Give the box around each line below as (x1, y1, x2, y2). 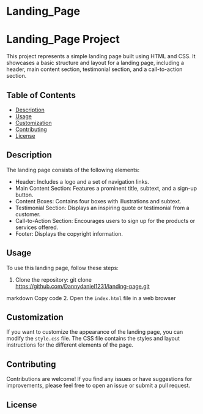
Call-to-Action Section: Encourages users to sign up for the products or (15, 217, 196, 224)
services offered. (15, 224, 59, 231)
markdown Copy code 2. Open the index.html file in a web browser (6, 294, 176, 301)
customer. (15, 210, 41, 218)
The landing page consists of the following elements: (6, 166, 140, 173)
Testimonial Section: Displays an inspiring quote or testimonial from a (15, 204, 190, 211)
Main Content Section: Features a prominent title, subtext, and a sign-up (15, 184, 197, 192)
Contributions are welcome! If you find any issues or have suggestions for (6, 375, 193, 383)
